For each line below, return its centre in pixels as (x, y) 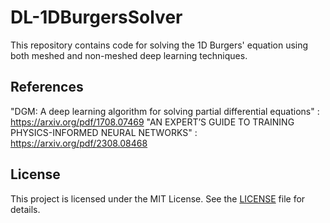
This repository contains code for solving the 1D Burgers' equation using (159, 45)
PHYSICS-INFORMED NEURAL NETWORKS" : (104, 132)
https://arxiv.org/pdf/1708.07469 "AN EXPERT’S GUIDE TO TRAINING (152, 122)
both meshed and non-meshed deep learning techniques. (129, 55)
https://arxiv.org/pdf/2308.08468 (79, 143)
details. (25, 209)
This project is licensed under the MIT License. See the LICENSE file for (158, 198)
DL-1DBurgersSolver (96, 17)
